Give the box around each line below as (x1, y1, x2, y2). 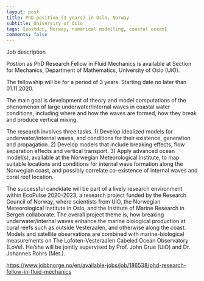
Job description (6, 48, 46, 55)
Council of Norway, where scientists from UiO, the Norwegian (6, 198, 161, 205)
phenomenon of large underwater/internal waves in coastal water (6, 103, 171, 110)
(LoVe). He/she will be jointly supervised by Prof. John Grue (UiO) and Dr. (6, 243, 191, 251)
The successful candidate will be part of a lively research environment (6, 185, 183, 193)
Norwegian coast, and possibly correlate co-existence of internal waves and (6, 167, 198, 174)
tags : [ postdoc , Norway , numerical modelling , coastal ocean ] (6, 26, 167, 32)
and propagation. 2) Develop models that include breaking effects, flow (6, 141, 185, 148)
